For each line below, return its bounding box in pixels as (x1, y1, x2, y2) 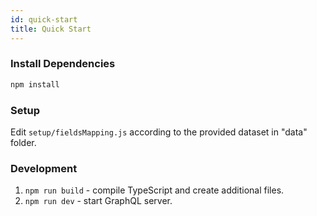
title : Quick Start (10, 24, 92, 34)
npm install (10, 79, 60, 90)
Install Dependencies (10, 57, 116, 71)
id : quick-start (10, 14, 78, 25)
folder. (10, 136, 37, 148)
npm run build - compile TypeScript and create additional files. (24, 184, 285, 196)
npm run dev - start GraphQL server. (24, 195, 173, 207)
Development (10, 161, 78, 175)
